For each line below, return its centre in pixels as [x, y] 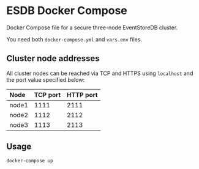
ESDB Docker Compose [67, 11]
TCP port [47, 95]
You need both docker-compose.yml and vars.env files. [74, 39]
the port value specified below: [45, 79]
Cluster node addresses [53, 59]
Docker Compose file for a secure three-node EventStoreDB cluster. [92, 27]
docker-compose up [30, 160]
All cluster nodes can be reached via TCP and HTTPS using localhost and [100, 73]
